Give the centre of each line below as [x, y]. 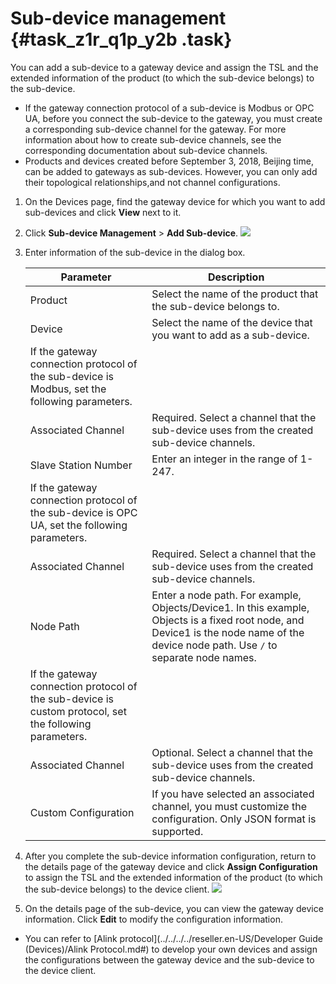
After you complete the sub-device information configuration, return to [170, 856]
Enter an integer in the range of [224, 459]
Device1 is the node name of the [228, 632]
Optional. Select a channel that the [232, 752]
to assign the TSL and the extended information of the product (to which [173, 877]
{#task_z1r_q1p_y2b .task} [121, 39]
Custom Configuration [82, 812]
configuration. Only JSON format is [234, 819]
